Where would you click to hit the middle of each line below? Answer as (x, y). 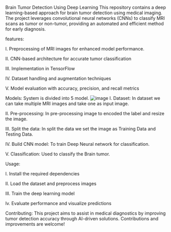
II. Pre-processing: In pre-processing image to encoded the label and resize (85, 113)
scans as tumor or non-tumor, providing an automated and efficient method (85, 23)
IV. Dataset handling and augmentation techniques (58, 78)
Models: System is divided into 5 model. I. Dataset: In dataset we (83, 98)
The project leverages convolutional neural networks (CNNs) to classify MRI (85, 18)
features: (15, 39)
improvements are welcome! (35, 224)
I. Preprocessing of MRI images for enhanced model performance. (75, 49)
